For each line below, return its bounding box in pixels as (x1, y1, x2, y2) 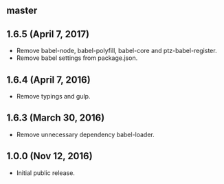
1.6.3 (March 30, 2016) (6, 112, 105, 124)
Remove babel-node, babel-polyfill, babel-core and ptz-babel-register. (16, 47, 217, 55)
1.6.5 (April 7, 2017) (6, 28, 90, 40)
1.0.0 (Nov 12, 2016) (6, 150, 93, 162)
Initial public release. (16, 168, 75, 177)
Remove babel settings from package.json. (16, 54, 138, 62)
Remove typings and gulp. (16, 92, 91, 101)
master (6, 5, 38, 17)
